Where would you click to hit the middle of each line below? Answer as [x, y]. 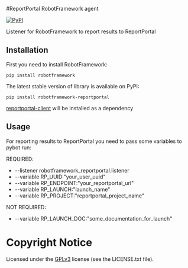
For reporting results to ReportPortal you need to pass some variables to [94, 141]
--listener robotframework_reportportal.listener [72, 170]
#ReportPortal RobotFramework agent [52, 9]
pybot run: [19, 147]
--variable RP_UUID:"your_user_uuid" [60, 177]
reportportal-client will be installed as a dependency [70, 108]
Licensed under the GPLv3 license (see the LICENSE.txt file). [80, 259]
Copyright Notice [49, 242]
